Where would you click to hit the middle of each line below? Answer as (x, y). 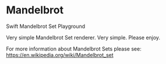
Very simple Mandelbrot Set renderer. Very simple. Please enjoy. (83, 37)
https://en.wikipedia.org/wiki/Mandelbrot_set (60, 55)
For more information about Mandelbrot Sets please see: (74, 49)
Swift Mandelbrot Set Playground (46, 26)
